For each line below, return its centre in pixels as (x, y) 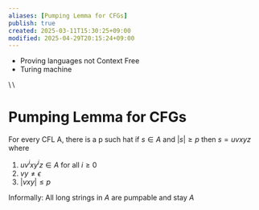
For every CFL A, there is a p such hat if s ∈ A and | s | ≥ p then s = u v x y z (130, 139)
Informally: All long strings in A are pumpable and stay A (101, 197)
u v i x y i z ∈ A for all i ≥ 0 (58, 164)
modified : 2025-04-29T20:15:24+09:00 (72, 38)
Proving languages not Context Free (80, 61)
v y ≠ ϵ (31, 173)
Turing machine (46, 70)
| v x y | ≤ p (35, 182)
